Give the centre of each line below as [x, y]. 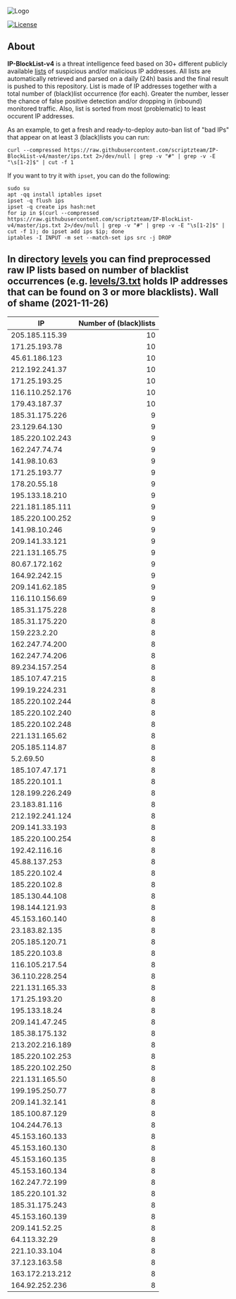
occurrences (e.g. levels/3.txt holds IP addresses [118, 281]
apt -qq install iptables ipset [55, 194]
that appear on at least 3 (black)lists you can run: [79, 137]
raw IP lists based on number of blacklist [98, 270]
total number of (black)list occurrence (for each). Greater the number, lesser [118, 93]
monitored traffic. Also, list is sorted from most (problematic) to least [107, 108]
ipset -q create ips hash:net [52, 207]
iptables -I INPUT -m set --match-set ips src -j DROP [89, 237]
